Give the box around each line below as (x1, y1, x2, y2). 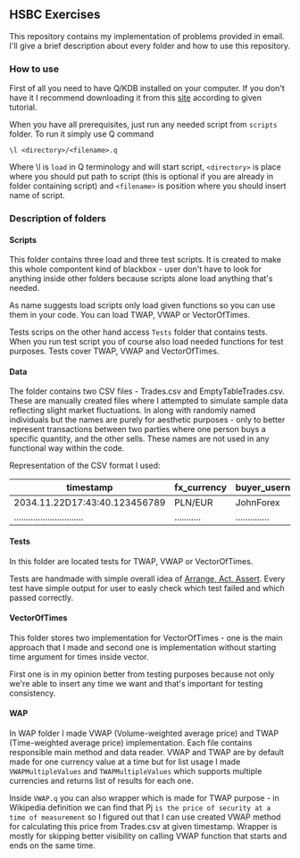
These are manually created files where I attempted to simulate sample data (9, 396, 288, 406)
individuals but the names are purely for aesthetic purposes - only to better (9, 414, 286, 425)
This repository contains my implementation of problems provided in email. (9, 30, 285, 41)
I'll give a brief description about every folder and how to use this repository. (9, 40, 291, 51)
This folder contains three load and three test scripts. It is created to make (9, 254, 281, 265)
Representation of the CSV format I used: (9, 460, 161, 471)
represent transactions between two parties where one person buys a (9, 424, 266, 435)
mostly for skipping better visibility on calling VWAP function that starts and (9, 830, 287, 842)
